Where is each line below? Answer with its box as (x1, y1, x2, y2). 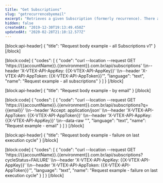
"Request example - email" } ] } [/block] (5, 123, 84, 129)
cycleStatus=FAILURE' (5, 157, 50, 163)
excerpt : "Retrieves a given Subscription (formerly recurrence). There (5, 16, 155, 21)
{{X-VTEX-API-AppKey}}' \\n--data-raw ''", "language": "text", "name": (5, 117, 147, 123)
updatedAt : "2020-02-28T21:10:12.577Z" (5, 30, 86, 34)
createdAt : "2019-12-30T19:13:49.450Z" (5, 25, 86, 30)
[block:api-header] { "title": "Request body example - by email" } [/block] (5, 88, 151, 93)
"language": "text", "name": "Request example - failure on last (33, 167, 158, 173)
